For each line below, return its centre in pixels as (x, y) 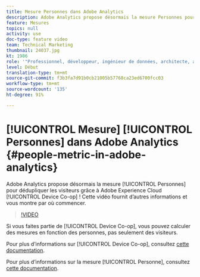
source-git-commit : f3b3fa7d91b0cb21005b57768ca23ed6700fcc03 (85, 78)
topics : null (22, 28)
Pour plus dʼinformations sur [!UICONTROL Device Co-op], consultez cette (98, 244)
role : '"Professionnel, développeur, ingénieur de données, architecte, (98, 61)
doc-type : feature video (37, 39)
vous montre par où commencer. (46, 203)
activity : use (24, 34)
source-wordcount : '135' (37, 89)
